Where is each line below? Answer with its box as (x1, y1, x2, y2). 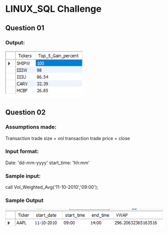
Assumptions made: (5, 124, 57, 131)
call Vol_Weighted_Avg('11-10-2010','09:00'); (5, 184, 99, 190)
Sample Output (5, 197, 44, 204)
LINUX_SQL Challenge (5, 3, 102, 15)
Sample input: (5, 172, 41, 180)
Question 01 (5, 24, 45, 32)
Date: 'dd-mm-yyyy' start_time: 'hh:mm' (5, 160, 90, 166)
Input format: (5, 148, 39, 155)
